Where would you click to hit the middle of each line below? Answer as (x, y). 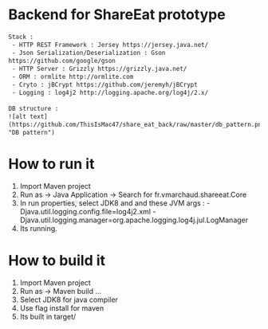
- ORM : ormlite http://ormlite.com (73, 76)
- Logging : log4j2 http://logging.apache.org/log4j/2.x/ (110, 92)
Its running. (38, 228)
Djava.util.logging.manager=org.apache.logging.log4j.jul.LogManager (134, 220)
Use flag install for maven (62, 307)
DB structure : (33, 108)
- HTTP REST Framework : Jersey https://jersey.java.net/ (110, 45)
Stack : (21, 37)
